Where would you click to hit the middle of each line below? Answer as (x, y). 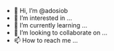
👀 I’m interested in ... (43, 18)
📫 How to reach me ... (46, 40)
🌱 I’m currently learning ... (50, 25)
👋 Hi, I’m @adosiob (41, 11)
